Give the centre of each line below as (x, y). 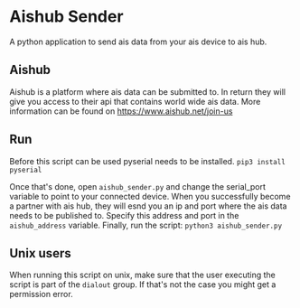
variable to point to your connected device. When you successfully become (150, 196)
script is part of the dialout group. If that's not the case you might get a (143, 285)
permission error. (42, 294)
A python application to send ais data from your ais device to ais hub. (138, 42)
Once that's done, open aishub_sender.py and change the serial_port (138, 186)
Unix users (40, 253)
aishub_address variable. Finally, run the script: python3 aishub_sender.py (146, 225)
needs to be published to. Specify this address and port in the (124, 215)
